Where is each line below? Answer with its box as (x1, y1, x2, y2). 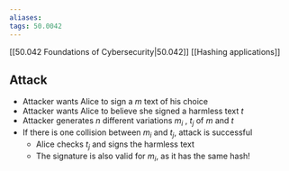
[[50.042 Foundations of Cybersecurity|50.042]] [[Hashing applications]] (9, 46, 281, 57)
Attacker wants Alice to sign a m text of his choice (22, 96, 209, 107)
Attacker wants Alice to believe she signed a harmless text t (22, 105, 245, 117)
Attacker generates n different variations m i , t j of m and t (22, 115, 234, 129)
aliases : (9, 13, 42, 22)
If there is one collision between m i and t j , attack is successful (22, 127, 253, 139)
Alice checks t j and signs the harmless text (35, 139, 195, 151)
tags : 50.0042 (9, 22, 63, 31)
